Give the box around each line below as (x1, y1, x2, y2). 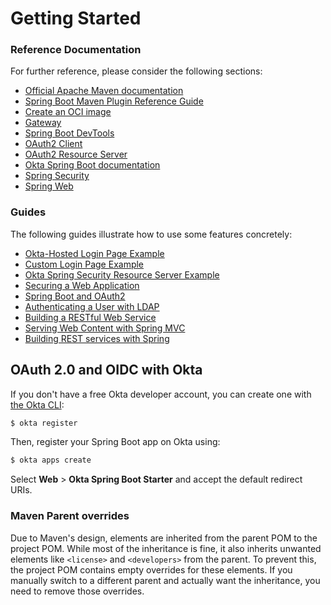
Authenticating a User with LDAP (24, 300, 160, 312)
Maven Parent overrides (10, 509, 130, 523)
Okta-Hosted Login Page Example (24, 247, 165, 259)
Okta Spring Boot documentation (24, 159, 161, 171)
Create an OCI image (24, 106, 112, 118)
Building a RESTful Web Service (24, 311, 157, 323)
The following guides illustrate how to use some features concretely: (10, 228, 293, 240)
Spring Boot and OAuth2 (24, 290, 126, 302)
